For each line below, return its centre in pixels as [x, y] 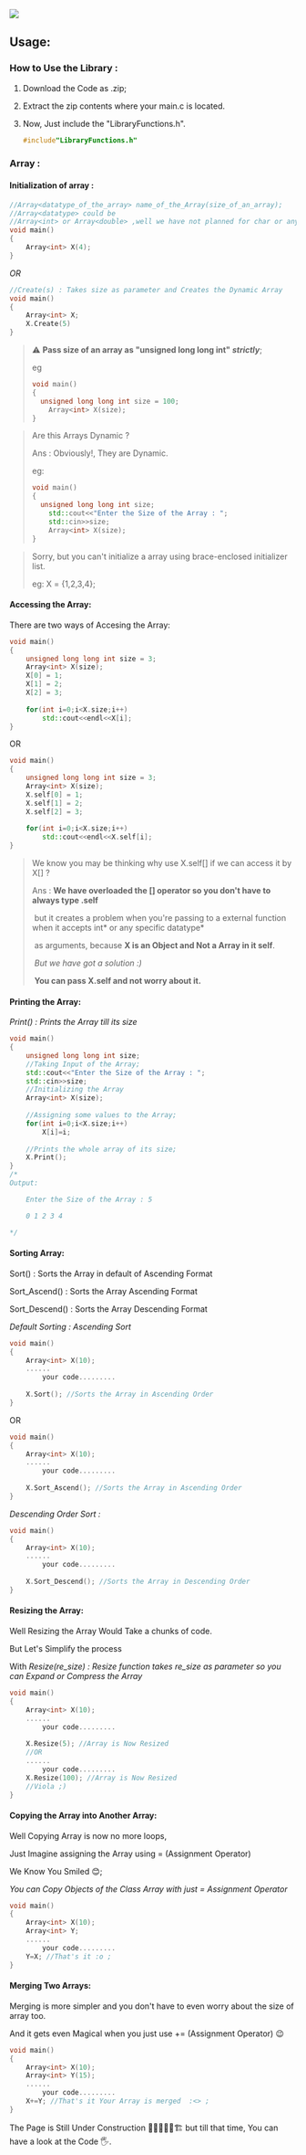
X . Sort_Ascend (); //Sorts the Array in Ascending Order [134, 1488]
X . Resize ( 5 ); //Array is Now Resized [97, 1744]
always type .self [65, 901]
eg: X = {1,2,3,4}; [63, 584]
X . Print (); [46, 1157]
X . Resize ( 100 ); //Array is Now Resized [102, 1778]
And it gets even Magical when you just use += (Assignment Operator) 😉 [147, 2034]
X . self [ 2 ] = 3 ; [55, 812]
